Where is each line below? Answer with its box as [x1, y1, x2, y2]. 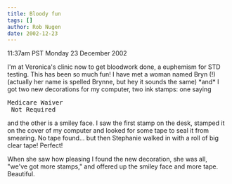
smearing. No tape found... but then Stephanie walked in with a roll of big [7, 134, 219, 143]
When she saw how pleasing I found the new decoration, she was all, [7, 155, 207, 164]
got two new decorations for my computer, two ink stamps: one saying [7, 85, 212, 93]
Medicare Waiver [7, 99, 63, 107]
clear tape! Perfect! [7, 141, 63, 150]
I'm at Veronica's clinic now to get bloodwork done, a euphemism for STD [7, 63, 221, 71]
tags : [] [7, 17, 33, 24]
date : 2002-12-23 [7, 29, 58, 37]
